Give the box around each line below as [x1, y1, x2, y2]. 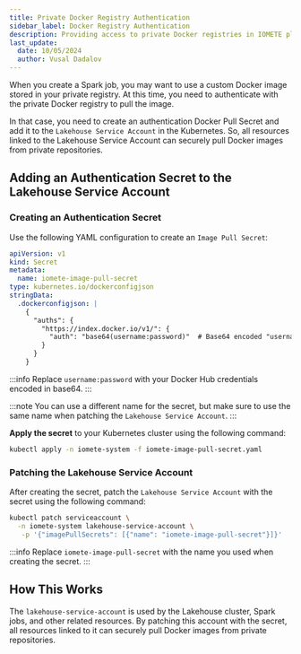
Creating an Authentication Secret [9, 212, 161, 224]
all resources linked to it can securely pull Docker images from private [9, 624, 267, 635]
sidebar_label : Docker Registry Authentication [9, 22, 191, 31]
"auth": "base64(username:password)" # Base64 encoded [48, 333, 262, 342]
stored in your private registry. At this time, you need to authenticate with [9, 89, 279, 100]
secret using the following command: [9, 496, 146, 507]
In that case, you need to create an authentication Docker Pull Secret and [9, 116, 279, 126]
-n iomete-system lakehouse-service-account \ [17, 521, 194, 530]
